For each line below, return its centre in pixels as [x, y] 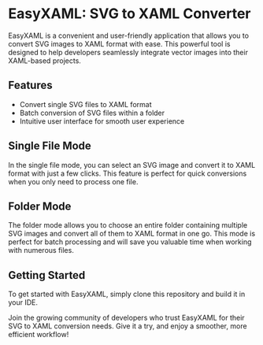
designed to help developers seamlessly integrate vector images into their [128, 52]
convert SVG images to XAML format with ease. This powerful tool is [119, 43]
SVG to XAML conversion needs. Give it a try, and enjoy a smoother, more [128, 326]
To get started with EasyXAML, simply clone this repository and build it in [127, 294]
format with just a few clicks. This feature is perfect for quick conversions [128, 173]
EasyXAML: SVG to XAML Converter [130, 14]
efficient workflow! [39, 335]
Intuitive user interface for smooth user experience [102, 121]
